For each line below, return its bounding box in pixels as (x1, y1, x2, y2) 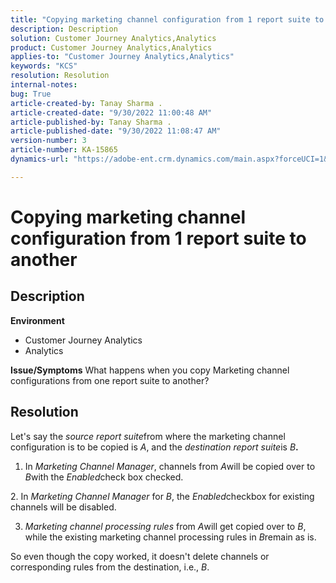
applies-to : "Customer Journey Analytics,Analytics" (10, 52, 235, 62)
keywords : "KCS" (10, 61, 78, 71)
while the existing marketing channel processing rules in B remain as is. (24, 531, 317, 543)
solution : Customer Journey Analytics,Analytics (10, 33, 217, 43)
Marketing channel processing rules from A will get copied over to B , (24, 520, 307, 532)
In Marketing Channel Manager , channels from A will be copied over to (24, 460, 316, 472)
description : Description (10, 24, 118, 34)
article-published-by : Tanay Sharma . (10, 117, 172, 127)
